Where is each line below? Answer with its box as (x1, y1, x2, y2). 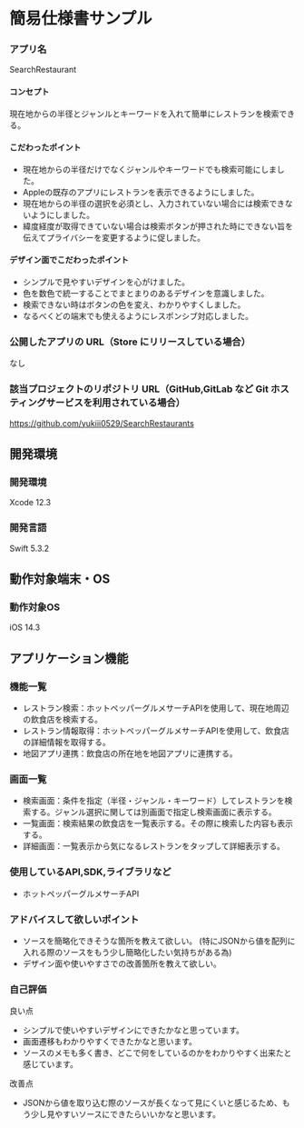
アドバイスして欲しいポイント (9, 913, 140, 925)
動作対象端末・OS (9, 572, 111, 587)
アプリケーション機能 (9, 651, 129, 666)
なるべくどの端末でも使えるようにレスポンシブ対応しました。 (22, 311, 254, 322)
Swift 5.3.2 (9, 543, 50, 554)
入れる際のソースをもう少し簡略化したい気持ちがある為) (22, 946, 232, 957)
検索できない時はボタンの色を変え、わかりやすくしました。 (22, 299, 246, 310)
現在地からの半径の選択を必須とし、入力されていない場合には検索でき (22, 197, 286, 209)
